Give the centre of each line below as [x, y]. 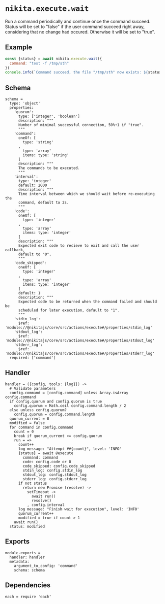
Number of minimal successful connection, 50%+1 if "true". [81, 125]
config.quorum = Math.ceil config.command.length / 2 [70, 405]
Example [19, 48]
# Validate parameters [33, 388]
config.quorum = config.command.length [55, 414]
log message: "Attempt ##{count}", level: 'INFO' [70, 449]
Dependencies [28, 585]
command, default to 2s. [43, 203]
